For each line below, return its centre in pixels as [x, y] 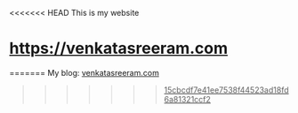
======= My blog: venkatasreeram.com [85, 72]
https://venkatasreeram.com [119, 49]
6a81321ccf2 [188, 99]
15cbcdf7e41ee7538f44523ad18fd [226, 90]
